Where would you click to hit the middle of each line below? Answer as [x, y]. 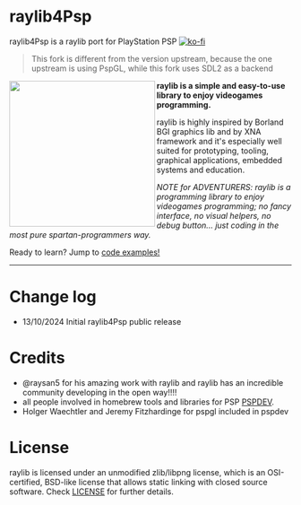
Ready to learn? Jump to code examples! [85, 252]
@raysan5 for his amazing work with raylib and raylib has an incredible [153, 382]
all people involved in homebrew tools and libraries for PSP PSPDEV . [148, 402]
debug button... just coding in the [218, 225]
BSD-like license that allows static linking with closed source [156, 482]
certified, [26, 482]
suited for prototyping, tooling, [212, 151]
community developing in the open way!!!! [99, 392]
